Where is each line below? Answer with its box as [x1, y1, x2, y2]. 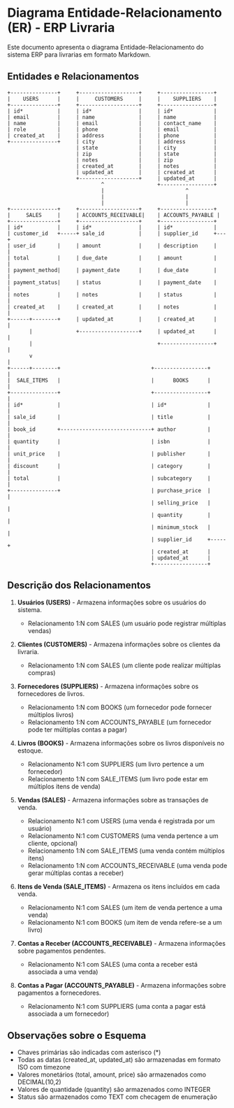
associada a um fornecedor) [27, 1009, 110, 1018]
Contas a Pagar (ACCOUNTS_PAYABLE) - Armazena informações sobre [17, 981, 226, 989]
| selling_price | [151, 499, 211, 506]
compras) [27, 668, 56, 676]
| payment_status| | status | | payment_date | [7, 278, 217, 286]
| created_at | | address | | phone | [7, 132, 217, 139]
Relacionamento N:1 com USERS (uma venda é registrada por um [27, 816, 215, 825]
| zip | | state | [75, 150, 217, 157]
